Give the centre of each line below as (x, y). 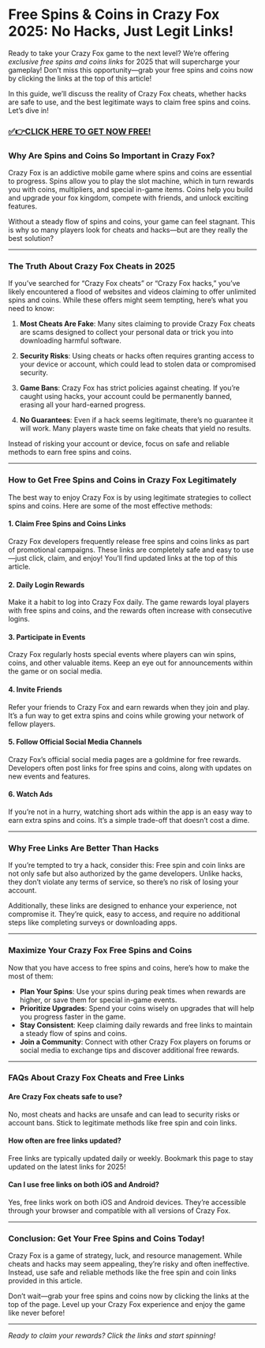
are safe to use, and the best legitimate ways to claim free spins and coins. (129, 102)
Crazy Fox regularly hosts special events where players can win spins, (122, 655)
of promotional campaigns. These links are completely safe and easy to (124, 550)
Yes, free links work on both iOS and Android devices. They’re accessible (127, 1203)
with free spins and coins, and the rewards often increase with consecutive (130, 610)
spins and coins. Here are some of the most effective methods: (110, 505)
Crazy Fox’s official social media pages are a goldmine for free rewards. (125, 759)
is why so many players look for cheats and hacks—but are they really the (128, 230)
